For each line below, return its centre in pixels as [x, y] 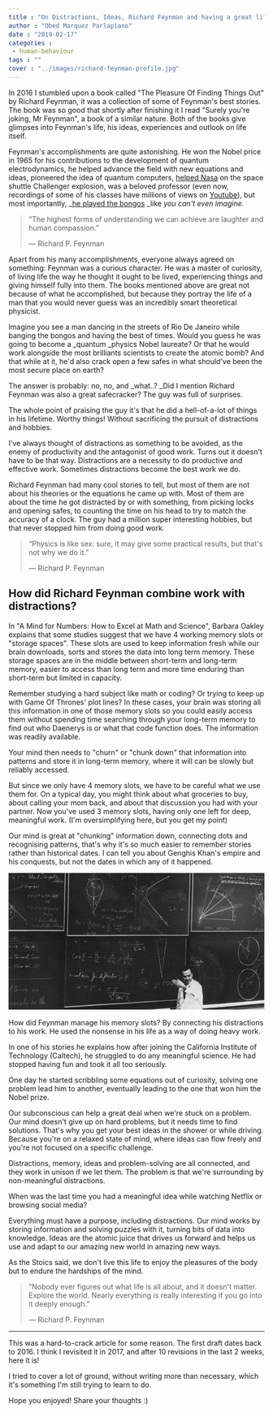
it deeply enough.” [59, 1304]
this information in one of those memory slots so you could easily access [131, 710]
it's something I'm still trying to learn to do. [80, 1385]
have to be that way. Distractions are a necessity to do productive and [126, 460]
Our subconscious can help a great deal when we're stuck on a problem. [130, 1113]
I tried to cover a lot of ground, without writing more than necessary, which [134, 1376]
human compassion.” [64, 228]
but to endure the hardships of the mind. [76, 1271]
